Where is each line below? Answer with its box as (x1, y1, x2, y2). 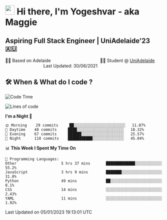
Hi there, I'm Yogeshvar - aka (16, 6, 140, 17)
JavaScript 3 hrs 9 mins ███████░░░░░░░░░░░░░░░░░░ (5, 169, 162, 174)
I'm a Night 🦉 (5, 113, 32, 119)
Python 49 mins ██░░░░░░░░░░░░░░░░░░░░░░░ (5, 178, 162, 183)
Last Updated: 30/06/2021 (43, 63, 98, 68)
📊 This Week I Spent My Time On (5, 145, 76, 151)
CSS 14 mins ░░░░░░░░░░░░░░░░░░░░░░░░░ (5, 187, 162, 192)
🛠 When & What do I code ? (5, 78, 93, 86)
